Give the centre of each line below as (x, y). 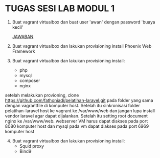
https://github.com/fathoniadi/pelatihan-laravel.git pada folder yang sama (79, 100)
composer (30, 80)
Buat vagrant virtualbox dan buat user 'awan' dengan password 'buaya (84, 22)
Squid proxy (32, 146)
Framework (23, 51)
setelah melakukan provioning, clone (42, 95)
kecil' (18, 27)
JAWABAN (23, 37)
